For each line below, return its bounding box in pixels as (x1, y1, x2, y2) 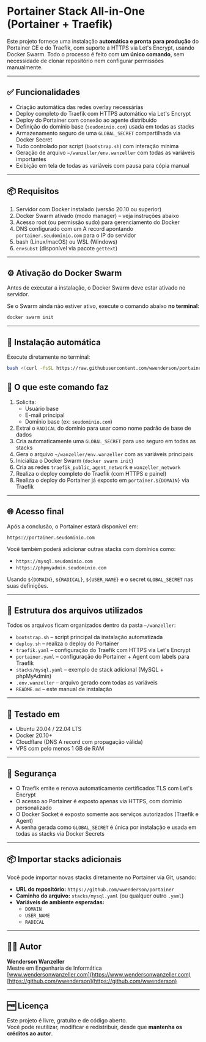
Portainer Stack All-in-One (7, 4, 145, 18)
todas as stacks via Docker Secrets (15, 830, 105, 837)
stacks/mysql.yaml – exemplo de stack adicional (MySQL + (15, 666, 164, 673)
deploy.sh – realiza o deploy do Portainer (15, 640, 119, 647)
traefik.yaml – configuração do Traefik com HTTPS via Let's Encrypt (15, 647, 191, 654)
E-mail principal (24, 411, 65, 419)
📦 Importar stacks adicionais (7, 854, 122, 864)
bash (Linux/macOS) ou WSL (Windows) (15, 238, 118, 246)
